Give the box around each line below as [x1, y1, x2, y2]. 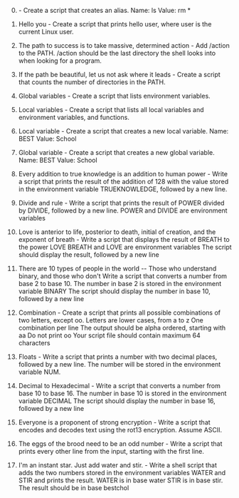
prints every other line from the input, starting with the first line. [18, 447, 205, 455]
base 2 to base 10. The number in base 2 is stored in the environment [18, 280, 222, 288]
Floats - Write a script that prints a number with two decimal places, [18, 352, 218, 361]
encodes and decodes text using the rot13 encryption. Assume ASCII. [18, 426, 223, 434]
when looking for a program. [18, 56, 102, 65]
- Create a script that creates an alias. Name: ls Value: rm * [18, 6, 191, 14]
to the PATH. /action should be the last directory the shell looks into [18, 49, 216, 57]
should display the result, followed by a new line [18, 250, 159, 259]
